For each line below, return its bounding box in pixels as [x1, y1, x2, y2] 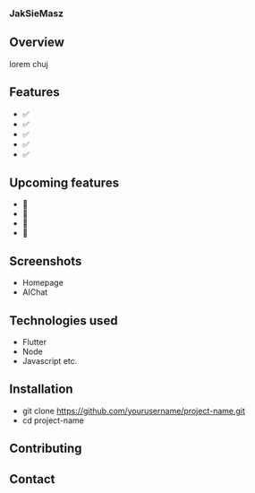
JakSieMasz [9, 7, 64, 20]
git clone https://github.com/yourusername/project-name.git [21, 405, 246, 416]
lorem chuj [9, 58, 49, 69]
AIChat [21, 287, 48, 298]
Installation [9, 382, 73, 397]
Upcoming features [9, 175, 119, 190]
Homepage [21, 277, 64, 289]
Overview [9, 35, 65, 50]
